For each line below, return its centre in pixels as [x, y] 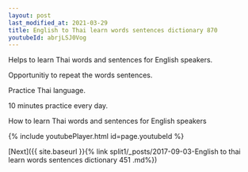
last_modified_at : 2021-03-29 [58, 23]
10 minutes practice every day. [58, 106]
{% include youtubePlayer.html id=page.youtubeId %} [96, 136]
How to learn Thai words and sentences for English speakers [108, 121]
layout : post [30, 15]
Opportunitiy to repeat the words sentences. [80, 75]
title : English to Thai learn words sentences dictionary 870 [113, 30]
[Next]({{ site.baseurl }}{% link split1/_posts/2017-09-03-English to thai [124, 151]
